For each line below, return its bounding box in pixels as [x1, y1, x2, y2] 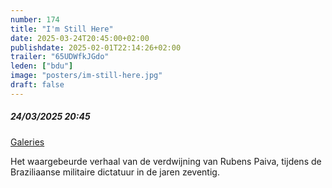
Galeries [10, 136, 45, 148]
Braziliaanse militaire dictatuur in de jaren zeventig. [10, 166, 220, 178]
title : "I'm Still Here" [10, 24, 114, 34]
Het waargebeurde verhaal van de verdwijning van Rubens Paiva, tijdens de [10, 155, 322, 167]
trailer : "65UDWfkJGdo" [10, 52, 110, 62]
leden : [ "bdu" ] [10, 61, 74, 71]
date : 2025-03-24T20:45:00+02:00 [10, 33, 150, 43]
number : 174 [10, 14, 60, 25]
